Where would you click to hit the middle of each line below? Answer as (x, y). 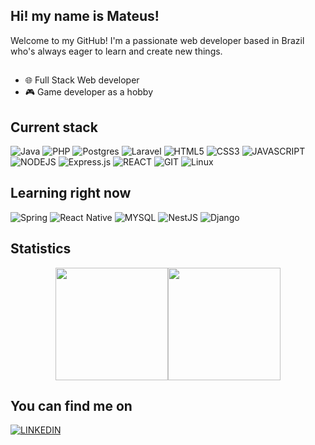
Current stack (54, 127)
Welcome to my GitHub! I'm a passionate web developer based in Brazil (157, 40)
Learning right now (71, 193)
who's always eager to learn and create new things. (116, 51)
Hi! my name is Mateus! (85, 16)
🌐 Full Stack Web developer (82, 80)
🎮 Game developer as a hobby (89, 92)
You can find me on (71, 406)
